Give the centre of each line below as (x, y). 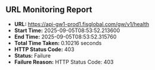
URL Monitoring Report (49, 10)
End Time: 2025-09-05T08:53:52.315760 (65, 36)
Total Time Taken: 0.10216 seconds (58, 43)
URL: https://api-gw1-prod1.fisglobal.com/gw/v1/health (82, 24)
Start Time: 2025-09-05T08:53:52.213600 (67, 30)
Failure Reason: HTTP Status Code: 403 (64, 62)
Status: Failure (32, 55)
